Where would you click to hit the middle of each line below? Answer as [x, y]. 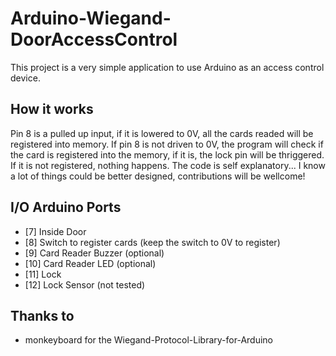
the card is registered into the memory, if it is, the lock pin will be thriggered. [167, 154]
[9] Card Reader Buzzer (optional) [94, 253]
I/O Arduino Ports [66, 207]
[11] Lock [43, 274]
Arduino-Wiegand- [91, 18]
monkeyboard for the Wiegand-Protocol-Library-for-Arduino [148, 340]
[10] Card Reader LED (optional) [90, 263]
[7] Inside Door [55, 231]
